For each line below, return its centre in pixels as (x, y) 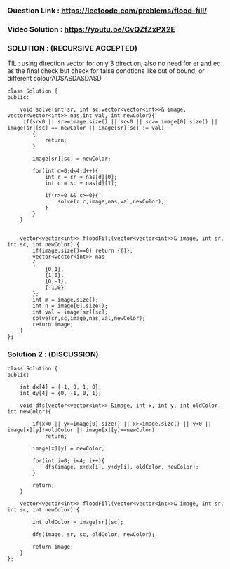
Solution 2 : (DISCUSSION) (53, 354)
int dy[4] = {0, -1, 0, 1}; (61, 394)
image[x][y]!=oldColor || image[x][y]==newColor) (81, 430)
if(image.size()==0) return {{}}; (83, 251)
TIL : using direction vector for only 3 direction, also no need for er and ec (114, 63)
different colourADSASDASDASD (54, 79)
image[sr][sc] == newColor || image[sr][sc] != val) (86, 128)
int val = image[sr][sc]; (70, 312)
